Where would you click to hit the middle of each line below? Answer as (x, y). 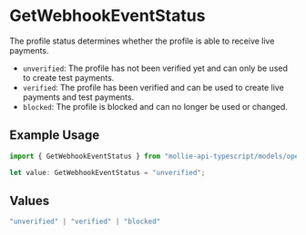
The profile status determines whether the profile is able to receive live (142, 41)
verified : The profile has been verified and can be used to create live (153, 87)
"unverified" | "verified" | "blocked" (85, 222)
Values (30, 201)
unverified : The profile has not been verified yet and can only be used (155, 68)
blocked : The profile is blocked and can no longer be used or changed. (155, 106)
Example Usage (55, 136)
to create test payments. (68, 77)
